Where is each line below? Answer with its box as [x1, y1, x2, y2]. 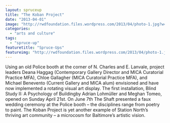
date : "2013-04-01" [5, 17, 47, 22]
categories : [5, 26, 30, 31]
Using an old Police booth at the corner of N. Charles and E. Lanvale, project [5, 64, 164, 70]
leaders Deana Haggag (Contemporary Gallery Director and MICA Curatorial [5, 69, 163, 75]
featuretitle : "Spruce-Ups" [5, 45, 65, 50]
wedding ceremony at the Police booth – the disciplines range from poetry [5, 101, 160, 107]
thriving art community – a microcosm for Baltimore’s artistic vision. [5, 112, 146, 118]
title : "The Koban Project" [5, 12, 65, 17]
